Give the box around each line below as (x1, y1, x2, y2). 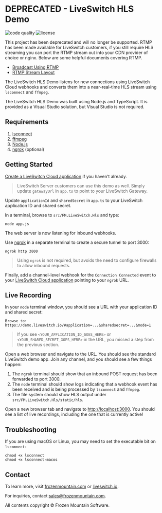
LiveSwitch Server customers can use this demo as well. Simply (17, 183, 145, 188)
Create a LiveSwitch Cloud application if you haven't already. (5, 173, 127, 179)
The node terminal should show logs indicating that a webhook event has (12, 381, 158, 387)
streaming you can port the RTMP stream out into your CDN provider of (5, 50, 148, 55)
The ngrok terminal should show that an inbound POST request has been (12, 371, 158, 377)
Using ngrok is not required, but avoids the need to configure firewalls (17, 257, 157, 263)
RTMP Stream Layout (12, 69, 55, 75)
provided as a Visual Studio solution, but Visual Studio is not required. (5, 104, 144, 110)
